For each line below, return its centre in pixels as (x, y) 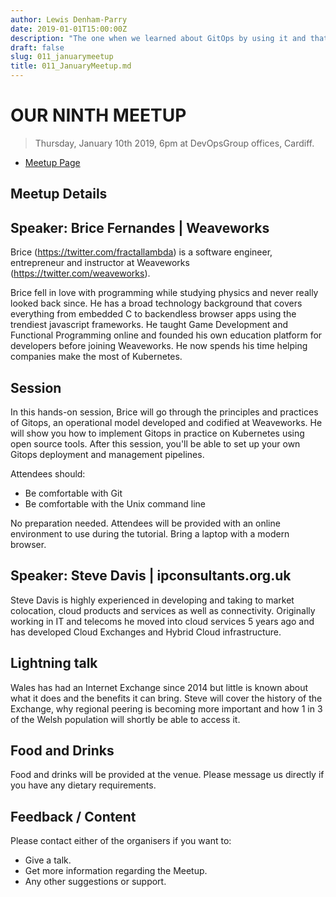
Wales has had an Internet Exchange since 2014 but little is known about (159, 687)
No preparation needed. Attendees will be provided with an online (145, 523)
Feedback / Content (73, 816)
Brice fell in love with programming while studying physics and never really (164, 293)
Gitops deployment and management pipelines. (107, 454)
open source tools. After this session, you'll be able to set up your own (155, 443)
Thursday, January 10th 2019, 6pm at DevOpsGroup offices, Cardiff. (174, 143)
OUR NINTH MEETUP (98, 115)
